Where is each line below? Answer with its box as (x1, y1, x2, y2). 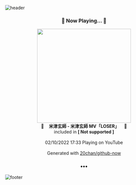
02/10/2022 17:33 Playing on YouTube (44, 139, 123, 145)
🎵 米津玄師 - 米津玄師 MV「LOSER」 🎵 (40, 123, 127, 129)
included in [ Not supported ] (54, 129, 114, 135)
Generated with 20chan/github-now (47, 150, 121, 156)
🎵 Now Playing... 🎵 (61, 17, 107, 24)
